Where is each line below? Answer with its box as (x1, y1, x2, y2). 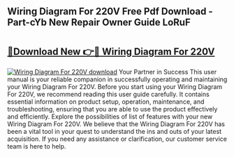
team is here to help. (7, 142, 66, 150)
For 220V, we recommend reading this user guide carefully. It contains (7, 90, 210, 98)
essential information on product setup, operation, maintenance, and (7, 97, 205, 106)
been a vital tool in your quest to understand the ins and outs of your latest (7, 128, 222, 135)
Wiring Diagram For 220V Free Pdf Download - (7, 6, 213, 18)
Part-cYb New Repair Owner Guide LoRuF (7, 17, 191, 29)
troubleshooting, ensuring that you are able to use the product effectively (7, 105, 218, 113)
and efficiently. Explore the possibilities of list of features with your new (7, 112, 213, 121)
